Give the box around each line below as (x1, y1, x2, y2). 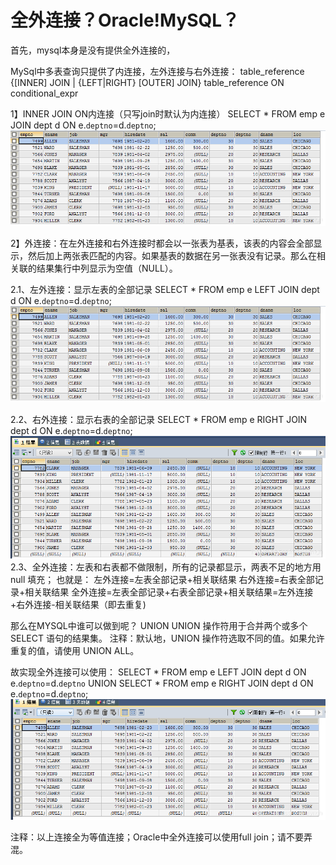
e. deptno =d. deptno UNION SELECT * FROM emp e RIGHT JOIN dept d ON (10, 677, 314, 690)
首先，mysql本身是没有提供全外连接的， (10, 44, 176, 56)
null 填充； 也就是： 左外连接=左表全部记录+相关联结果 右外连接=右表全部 (10, 574, 315, 586)
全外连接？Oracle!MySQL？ (10, 9, 240, 32)
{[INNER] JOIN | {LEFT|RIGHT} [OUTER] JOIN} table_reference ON (10, 76, 285, 88)
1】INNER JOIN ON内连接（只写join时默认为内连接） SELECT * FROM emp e (10, 107, 326, 120)
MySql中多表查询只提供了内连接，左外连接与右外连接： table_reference (10, 65, 305, 77)
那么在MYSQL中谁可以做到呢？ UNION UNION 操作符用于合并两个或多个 (10, 620, 308, 632)
